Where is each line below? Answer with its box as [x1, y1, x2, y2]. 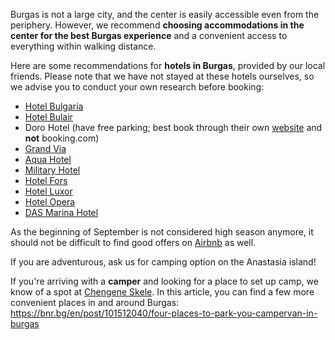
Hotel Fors [24, 175, 68, 186]
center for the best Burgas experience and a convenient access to [10, 30, 288, 41]
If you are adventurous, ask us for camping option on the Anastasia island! [10, 256, 317, 268]
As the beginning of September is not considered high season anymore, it [10, 226, 314, 238]
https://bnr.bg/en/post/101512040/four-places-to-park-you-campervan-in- [10, 307, 318, 319]
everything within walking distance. [10, 40, 157, 52]
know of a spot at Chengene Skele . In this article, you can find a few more [10, 286, 315, 298]
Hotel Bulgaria [24, 100, 84, 112]
